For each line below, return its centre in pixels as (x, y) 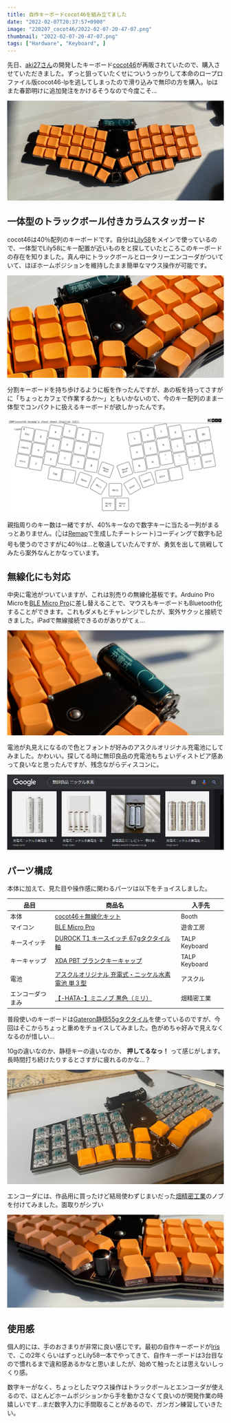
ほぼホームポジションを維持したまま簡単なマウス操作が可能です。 (118, 265)
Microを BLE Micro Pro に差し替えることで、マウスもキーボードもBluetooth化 (115, 603)
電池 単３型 (71, 983)
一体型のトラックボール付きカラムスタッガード (107, 221)
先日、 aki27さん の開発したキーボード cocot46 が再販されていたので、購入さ (114, 65)
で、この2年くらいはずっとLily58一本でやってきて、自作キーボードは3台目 (112, 1355)
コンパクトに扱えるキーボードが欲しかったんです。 (97, 407)
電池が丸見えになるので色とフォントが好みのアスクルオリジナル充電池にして (115, 747)
